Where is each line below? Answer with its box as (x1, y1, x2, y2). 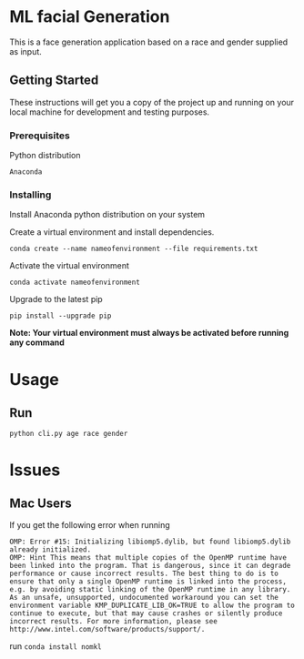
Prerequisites (9, 129, 70, 142)
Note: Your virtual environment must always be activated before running (9, 328, 289, 339)
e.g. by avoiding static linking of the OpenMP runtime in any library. (9, 585, 291, 594)
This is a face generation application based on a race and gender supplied (9, 36, 289, 47)
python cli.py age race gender (9, 430, 128, 439)
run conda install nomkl (9, 641, 102, 652)
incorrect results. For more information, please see (9, 617, 218, 626)
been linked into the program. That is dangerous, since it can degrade (9, 562, 291, 571)
